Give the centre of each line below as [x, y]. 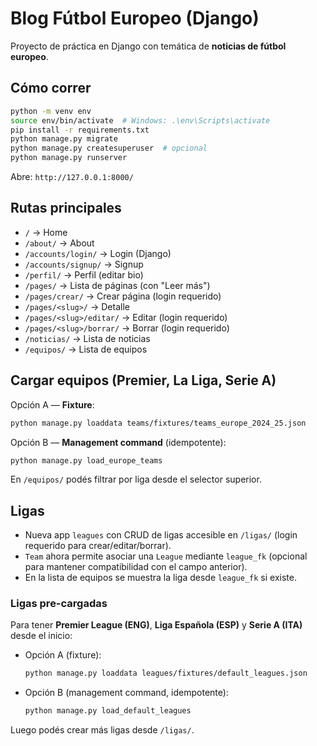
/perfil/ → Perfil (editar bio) [84, 274]
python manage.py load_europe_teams [86, 460]
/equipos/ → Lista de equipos [86, 349]
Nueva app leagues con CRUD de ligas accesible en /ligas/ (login [161, 535]
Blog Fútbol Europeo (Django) [135, 18]
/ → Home [46, 232]
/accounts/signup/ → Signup [84, 264]
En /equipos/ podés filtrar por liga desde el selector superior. [136, 479]
